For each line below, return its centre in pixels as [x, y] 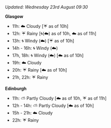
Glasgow [14, 16]
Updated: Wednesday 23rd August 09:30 [46, 7]
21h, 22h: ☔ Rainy [30, 77]
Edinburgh [16, 89]
